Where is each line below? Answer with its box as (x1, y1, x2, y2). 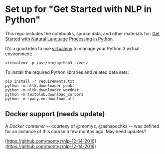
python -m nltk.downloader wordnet (5, 87, 79, 93)
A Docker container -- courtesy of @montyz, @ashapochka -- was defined (5, 123, 160, 129)
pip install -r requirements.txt (5, 79, 75, 84)
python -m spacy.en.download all (5, 96, 75, 101)
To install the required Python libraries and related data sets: (5, 69, 129, 75)
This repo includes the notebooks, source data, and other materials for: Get (5, 30, 160, 36)
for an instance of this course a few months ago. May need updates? (5, 128, 147, 134)
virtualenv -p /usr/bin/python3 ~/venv (5, 60, 88, 65)
